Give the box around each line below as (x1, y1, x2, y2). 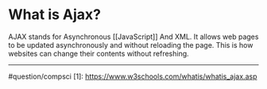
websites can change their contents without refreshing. (8, 48, 189, 58)
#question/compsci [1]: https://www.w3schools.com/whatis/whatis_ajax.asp (8, 72, 257, 81)
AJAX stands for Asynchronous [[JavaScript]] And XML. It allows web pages (8, 32, 259, 41)
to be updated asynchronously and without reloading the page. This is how (8, 40, 253, 49)
